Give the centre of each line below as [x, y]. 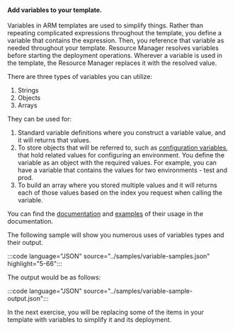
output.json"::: [28, 299]
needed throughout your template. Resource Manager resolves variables [113, 48]
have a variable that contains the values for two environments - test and [122, 170]
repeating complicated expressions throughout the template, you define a [114, 33]
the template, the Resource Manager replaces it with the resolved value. [112, 63]
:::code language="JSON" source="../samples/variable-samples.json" [109, 256]
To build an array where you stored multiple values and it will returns [117, 185]
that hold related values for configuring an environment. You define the [121, 155]
